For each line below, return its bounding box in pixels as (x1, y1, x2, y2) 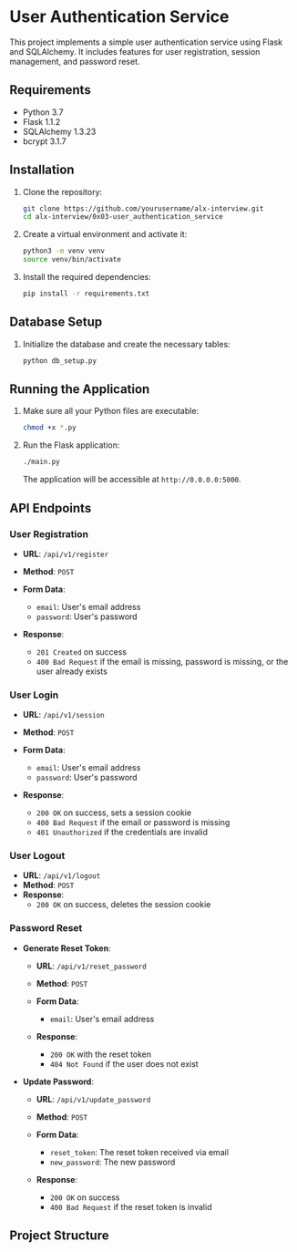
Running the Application (9, 381, 150, 398)
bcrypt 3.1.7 (22, 135, 67, 147)
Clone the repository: (22, 186, 103, 197)
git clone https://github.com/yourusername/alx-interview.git (22, 203, 264, 213)
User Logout (9, 850, 66, 863)
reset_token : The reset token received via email (49, 1146, 230, 1157)
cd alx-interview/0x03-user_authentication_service (22, 212, 223, 222)
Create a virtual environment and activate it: (22, 229, 188, 240)
